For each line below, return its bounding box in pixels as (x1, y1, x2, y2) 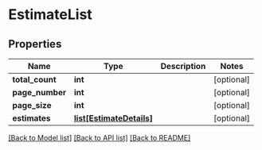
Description (160, 61, 206, 71)
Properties (8, 37, 62, 51)
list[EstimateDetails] (73, 113, 153, 124)
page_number (12, 87, 66, 98)
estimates (12, 113, 51, 124)
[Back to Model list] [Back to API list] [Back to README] (8, 133, 191, 142)
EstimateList (8, 6, 93, 24)
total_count (12, 74, 57, 85)
